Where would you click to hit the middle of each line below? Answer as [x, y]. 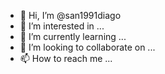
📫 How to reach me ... [66, 58]
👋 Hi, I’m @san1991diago [70, 15]
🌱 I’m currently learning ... [73, 36]
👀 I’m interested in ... [62, 26]
